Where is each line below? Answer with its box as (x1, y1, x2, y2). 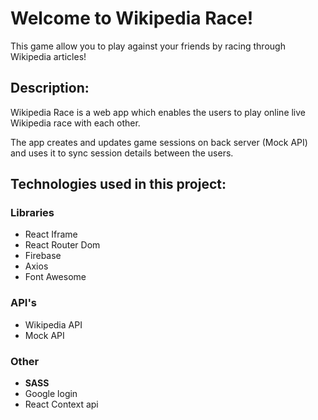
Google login (24, 388, 78, 400)
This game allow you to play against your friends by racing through (10, 40, 286, 52)
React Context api (24, 398, 99, 411)
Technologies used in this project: (10, 176, 227, 193)
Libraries (10, 206, 55, 220)
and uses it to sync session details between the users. (10, 147, 234, 159)
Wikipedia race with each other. (10, 117, 141, 129)
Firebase (24, 250, 62, 262)
